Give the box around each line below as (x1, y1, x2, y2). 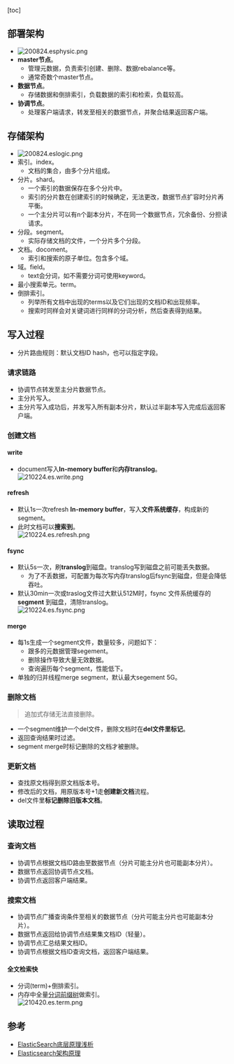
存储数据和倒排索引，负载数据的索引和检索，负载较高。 (27, 90, 187, 99)
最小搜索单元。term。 (17, 280, 80, 288)
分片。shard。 (17, 175, 59, 183)
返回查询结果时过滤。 (17, 733, 79, 741)
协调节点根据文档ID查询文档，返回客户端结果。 (17, 948, 152, 956)
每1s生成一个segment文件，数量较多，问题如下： (17, 638, 159, 647)
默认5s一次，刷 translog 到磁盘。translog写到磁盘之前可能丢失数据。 (17, 563, 214, 571)
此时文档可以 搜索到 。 (17, 523, 79, 531)
